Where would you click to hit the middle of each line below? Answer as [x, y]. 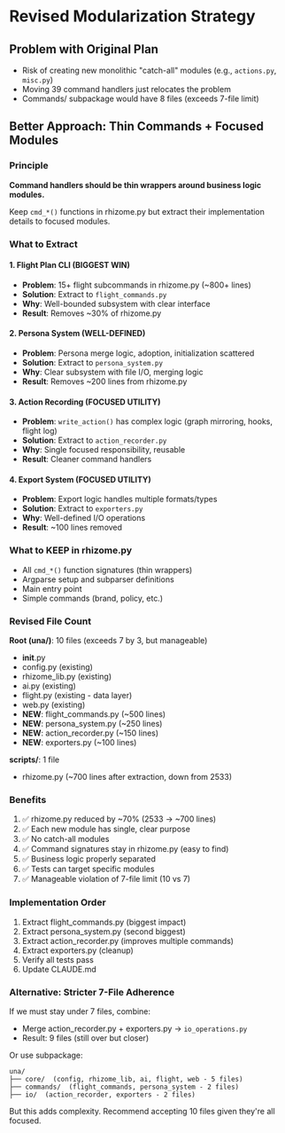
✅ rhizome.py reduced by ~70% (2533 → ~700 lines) [119, 819]
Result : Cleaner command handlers [87, 460]
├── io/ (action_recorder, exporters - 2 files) [103, 1094]
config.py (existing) [57, 667]
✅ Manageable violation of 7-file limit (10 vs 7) [106, 879]
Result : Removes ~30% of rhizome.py [92, 313]
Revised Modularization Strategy [132, 16]
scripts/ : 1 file [35, 759]
